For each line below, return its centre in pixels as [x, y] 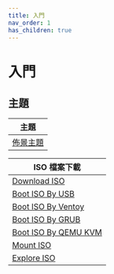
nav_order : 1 [29, 23]
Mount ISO [32, 246]
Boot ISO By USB [43, 194]
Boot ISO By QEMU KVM [57, 232]
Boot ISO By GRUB [46, 220]
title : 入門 [26, 15]
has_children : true [40, 30]
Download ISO [39, 181]
